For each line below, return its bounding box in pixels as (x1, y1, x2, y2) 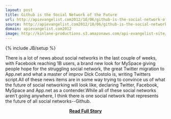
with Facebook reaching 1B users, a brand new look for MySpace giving (5, 61, 156, 66)
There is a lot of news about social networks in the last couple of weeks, (5, 55, 157, 61)
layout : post (5, 7, 33, 13)
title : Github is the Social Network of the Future (5, 12, 117, 17)
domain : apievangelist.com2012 (5, 26, 72, 32)
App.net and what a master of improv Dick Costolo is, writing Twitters (5, 71, 151, 77)
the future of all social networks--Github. (5, 98, 91, 104)
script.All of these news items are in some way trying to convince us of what (5, 77, 165, 82)
